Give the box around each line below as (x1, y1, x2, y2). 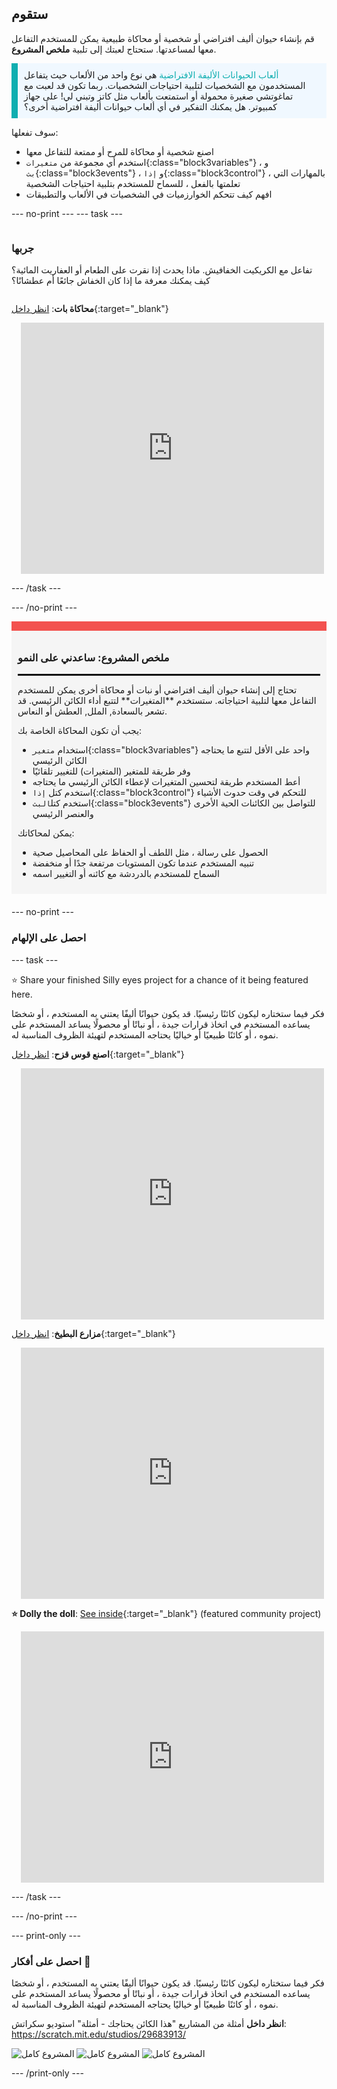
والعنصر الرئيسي (32, 808, 94, 820)
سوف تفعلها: (11, 126, 59, 138)
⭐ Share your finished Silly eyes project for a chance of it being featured (11, 973, 309, 986)
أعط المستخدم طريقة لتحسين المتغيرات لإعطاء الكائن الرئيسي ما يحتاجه (32, 776, 301, 788)
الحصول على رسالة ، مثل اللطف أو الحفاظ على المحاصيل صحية (32, 847, 269, 859)
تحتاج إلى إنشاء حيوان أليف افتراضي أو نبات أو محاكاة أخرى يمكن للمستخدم (17, 684, 298, 696)
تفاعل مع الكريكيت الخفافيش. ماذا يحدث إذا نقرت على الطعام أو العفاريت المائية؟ (11, 264, 313, 276)
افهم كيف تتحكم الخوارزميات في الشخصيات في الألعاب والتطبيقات (25, 188, 273, 200)
